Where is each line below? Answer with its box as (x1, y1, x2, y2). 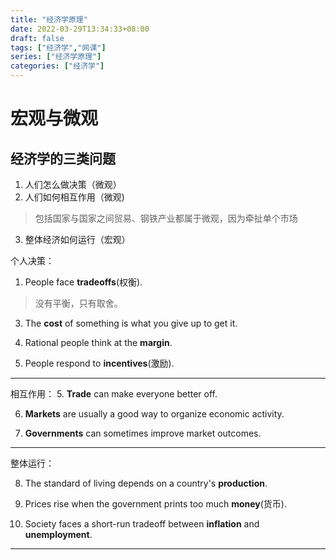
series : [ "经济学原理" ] (10, 52, 102, 62)
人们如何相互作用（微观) (24, 191, 125, 203)
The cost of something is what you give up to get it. (24, 317, 238, 329)
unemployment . (24, 529, 93, 540)
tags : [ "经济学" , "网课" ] (10, 42, 107, 53)
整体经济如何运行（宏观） (24, 234, 131, 245)
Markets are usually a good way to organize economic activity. (24, 408, 285, 420)
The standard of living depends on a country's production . (24, 477, 268, 489)
